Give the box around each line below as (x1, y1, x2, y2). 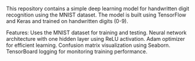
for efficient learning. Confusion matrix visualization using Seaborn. (6, 41, 170, 49)
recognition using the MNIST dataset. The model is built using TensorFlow (6, 11, 187, 18)
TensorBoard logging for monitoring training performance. (6, 48, 148, 55)
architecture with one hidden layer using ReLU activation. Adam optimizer (6, 36, 185, 42)
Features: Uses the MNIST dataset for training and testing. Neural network (6, 29, 187, 36)
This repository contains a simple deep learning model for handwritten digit (6, 5, 190, 12)
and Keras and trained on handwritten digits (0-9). (6, 18, 128, 24)
